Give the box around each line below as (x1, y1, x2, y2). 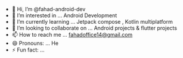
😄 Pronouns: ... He (11, 40, 58, 47)
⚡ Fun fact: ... (11, 46, 45, 53)
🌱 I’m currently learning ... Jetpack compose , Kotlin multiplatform (11, 18, 173, 25)
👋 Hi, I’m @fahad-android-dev (11, 6, 86, 12)
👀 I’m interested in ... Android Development (11, 12, 117, 19)
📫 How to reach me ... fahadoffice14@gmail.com (11, 31, 133, 38)
